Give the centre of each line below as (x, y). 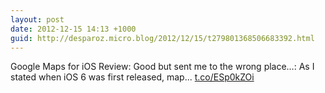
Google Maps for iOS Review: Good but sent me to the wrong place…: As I (162, 67)
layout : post (37, 19)
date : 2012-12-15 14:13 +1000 (73, 29)
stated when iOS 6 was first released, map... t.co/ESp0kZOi (132, 77)
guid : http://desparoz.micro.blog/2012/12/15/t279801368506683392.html (162, 38)
